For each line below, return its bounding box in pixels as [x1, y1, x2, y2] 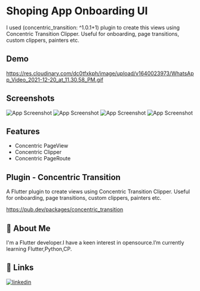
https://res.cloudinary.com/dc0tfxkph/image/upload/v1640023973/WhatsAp [6, 70, 194, 77]
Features [6, 126, 40, 137]
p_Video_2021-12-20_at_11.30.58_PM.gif [6, 76, 103, 83]
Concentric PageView [14, 142, 69, 150]
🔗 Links [6, 262, 34, 273]
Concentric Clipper [14, 148, 62, 156]
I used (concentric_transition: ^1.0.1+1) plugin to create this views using [6, 24, 180, 31]
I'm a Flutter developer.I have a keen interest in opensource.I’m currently [6, 239, 184, 246]
